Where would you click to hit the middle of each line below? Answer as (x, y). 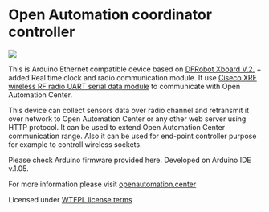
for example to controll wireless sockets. (75, 144)
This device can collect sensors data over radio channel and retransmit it (129, 110)
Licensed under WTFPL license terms (70, 199)
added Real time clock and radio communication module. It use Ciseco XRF (132, 77)
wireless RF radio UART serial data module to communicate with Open (124, 86)
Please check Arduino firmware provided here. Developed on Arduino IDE (130, 160)
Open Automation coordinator (110, 15)
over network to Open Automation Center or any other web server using (127, 119)
